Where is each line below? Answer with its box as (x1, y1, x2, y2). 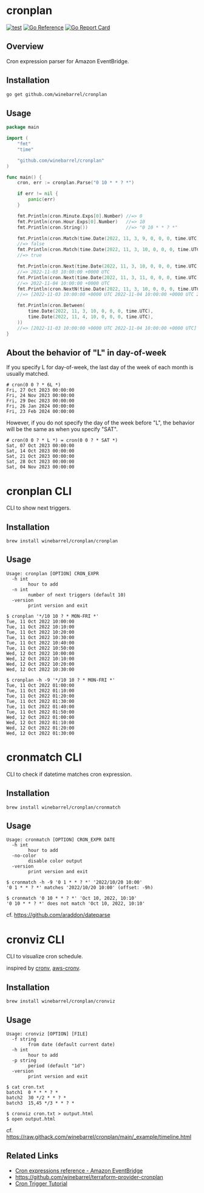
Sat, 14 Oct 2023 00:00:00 (6, 448, 75, 454)
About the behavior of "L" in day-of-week (6, 347, 167, 358)
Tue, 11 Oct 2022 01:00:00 (6, 682, 75, 688)
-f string (12, 1036, 36, 1042)
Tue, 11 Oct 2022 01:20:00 (6, 693, 75, 699)
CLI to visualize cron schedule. (6, 953, 83, 960)
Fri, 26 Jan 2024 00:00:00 (6, 403, 75, 409)
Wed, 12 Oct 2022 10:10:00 (6, 655, 75, 662)
